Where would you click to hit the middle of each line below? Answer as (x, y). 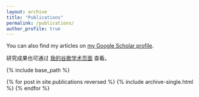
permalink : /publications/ (40, 23)
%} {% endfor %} (28, 89)
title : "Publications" (35, 17)
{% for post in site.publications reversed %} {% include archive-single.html (100, 82)
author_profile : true (34, 29)
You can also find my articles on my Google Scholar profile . (80, 46)
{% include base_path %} (38, 70)
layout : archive (27, 12)
